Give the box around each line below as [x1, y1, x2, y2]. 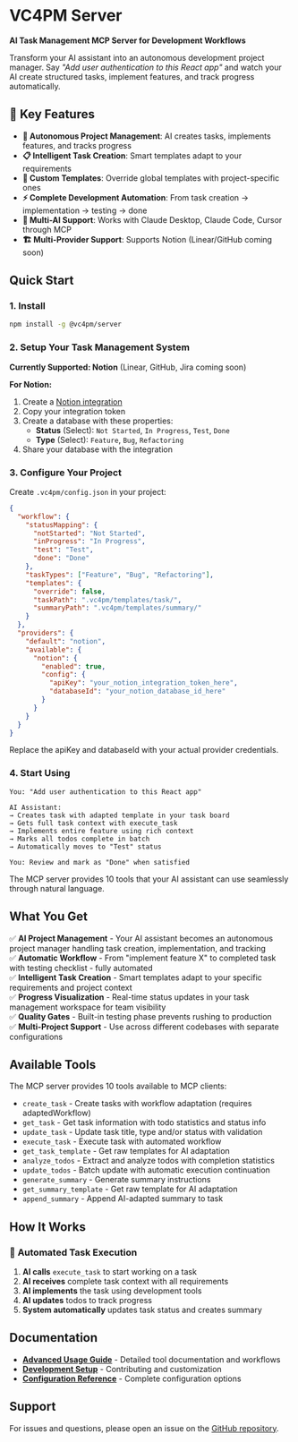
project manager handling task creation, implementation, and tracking [9, 943, 267, 953]
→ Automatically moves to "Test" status [9, 842, 163, 851]
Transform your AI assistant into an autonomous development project [9, 52, 265, 63]
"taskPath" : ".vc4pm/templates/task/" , [32, 595, 182, 604]
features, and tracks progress [21, 140, 132, 150]
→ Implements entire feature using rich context [9, 826, 194, 835]
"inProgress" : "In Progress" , [32, 537, 146, 546]
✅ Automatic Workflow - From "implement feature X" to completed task [9, 952, 277, 963]
